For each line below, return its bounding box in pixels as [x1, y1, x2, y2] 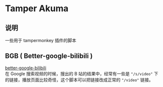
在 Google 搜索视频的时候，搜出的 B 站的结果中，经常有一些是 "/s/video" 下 [5, 70, 159, 76]
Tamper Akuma [5, 3, 69, 14]
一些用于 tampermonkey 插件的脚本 [5, 38, 77, 43]
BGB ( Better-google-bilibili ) [5, 52, 93, 60]
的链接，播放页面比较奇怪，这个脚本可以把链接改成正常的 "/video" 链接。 [5, 77, 154, 83]
